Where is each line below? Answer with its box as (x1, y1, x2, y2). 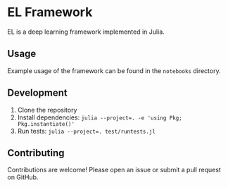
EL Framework (7, 4, 93, 20)
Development (7, 87, 68, 99)
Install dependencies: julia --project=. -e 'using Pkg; (17, 113, 183, 122)
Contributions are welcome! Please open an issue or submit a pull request (7, 166, 222, 174)
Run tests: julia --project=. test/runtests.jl (17, 127, 156, 135)
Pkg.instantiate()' (17, 120, 75, 127)
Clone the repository (17, 105, 77, 114)
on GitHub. (7, 173, 39, 181)
